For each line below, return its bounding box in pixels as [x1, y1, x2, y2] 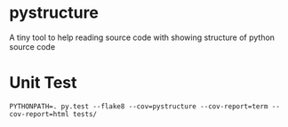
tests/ [72, 109, 98, 118]
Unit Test [9, 73, 77, 93]
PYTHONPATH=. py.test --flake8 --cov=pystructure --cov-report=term [9, 101, 268, 111]
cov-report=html [9, 109, 69, 118]
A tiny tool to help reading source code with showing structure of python [9, 32, 276, 43]
